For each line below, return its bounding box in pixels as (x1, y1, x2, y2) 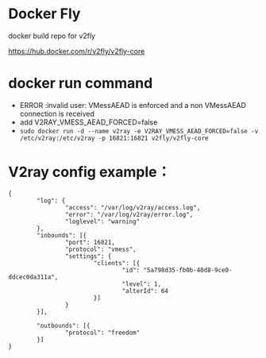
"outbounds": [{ (37, 321, 91, 329)
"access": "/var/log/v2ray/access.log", (64, 203, 201, 211)
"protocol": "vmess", (64, 245, 137, 253)
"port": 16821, (64, 238, 115, 246)
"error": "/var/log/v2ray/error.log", (64, 210, 194, 218)
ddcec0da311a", (8, 273, 59, 281)
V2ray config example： (8, 164, 172, 181)
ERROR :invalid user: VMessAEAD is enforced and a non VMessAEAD (19, 100, 246, 110)
